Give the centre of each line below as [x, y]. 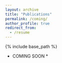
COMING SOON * [30, 56]
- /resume [20, 32]
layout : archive [22, 10]
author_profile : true [28, 23]
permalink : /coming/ [27, 19]
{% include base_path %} [31, 47]
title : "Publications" [29, 14]
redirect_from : [21, 28]
